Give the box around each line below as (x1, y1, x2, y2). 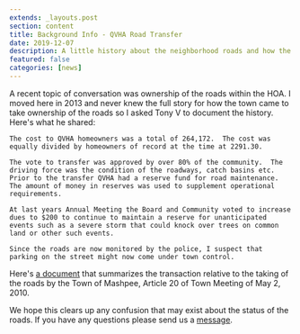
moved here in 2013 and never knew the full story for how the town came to (9, 97, 289, 108)
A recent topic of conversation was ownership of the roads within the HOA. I (9, 87, 291, 99)
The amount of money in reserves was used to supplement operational (9, 181, 276, 190)
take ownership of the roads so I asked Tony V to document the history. (9, 107, 274, 118)
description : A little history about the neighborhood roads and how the (9, 47, 292, 56)
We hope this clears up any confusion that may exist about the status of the (9, 304, 289, 315)
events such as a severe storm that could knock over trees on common (9, 221, 279, 230)
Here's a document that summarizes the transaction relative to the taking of (9, 267, 289, 279)
